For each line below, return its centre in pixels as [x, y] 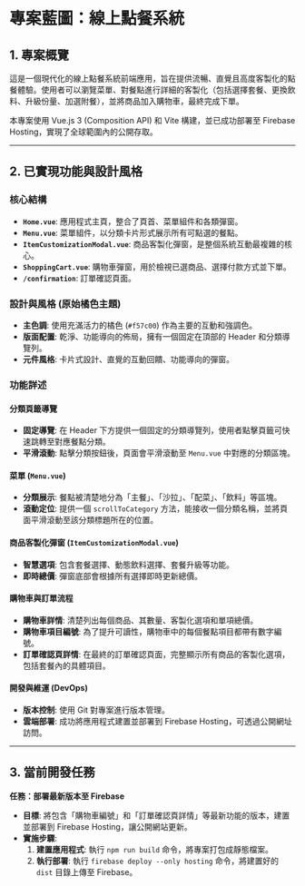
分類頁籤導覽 [33, 409]
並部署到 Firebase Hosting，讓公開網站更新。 [107, 826]
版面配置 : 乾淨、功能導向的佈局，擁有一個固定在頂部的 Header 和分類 [152, 336]
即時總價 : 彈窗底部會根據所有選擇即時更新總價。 [112, 576]
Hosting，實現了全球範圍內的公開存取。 [84, 132]
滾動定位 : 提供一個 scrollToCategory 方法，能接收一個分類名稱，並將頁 [155, 508]
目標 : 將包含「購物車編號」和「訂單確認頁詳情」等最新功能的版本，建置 [156, 815]
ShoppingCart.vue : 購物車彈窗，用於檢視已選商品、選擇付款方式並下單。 [157, 266]
